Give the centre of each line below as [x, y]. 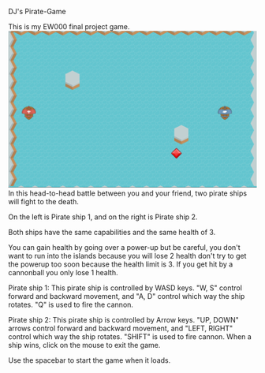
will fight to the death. [43, 202]
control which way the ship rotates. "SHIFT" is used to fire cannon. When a [130, 337]
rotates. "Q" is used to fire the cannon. [71, 305]
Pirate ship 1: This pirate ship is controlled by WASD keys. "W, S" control [125, 288]
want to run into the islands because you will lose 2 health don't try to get [127, 256]
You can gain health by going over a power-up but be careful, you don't [124, 248]
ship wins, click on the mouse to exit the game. [84, 345]
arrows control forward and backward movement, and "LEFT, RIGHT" [121, 328]
